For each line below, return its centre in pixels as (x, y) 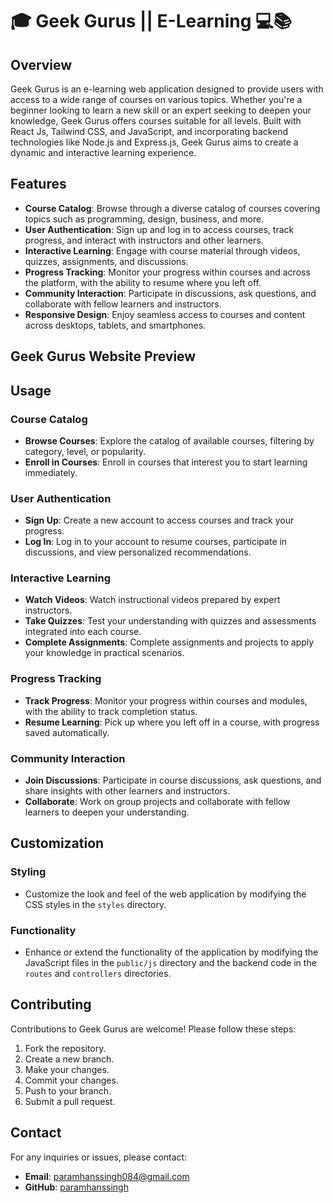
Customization (57, 843)
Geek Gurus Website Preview (103, 356)
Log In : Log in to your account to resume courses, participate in (156, 542)
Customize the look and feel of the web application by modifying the (165, 894)
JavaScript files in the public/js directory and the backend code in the (170, 963)
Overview (41, 64)
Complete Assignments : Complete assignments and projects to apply (169, 642)
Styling (28, 872)
